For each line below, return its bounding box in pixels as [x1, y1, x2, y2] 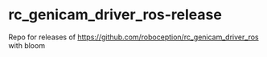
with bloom [8, 40, 46, 50]
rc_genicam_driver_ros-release [8, 6, 223, 24]
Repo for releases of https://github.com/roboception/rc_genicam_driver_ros [8, 32, 259, 42]
